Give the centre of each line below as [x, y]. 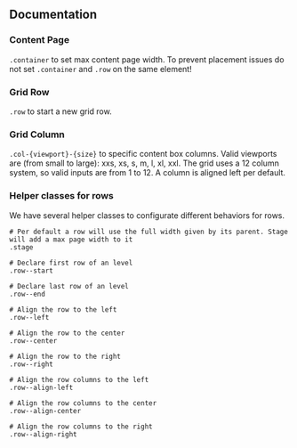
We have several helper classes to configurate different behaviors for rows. [147, 215]
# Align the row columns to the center [83, 403]
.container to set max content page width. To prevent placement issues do [147, 59]
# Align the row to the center [67, 333]
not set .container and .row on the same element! [101, 69]
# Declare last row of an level [69, 286]
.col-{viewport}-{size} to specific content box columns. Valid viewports [143, 154]
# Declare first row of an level [71, 263]
